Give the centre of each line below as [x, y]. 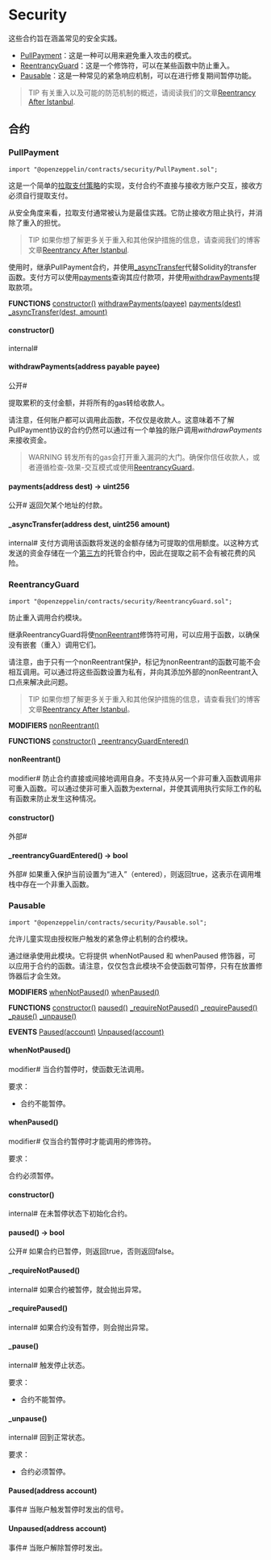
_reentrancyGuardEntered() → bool [68, 855]
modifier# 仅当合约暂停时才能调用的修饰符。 [82, 1141]
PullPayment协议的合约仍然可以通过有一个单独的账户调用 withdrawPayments [135, 430]
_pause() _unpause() [42, 1016]
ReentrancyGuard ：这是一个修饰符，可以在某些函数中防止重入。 [127, 65]
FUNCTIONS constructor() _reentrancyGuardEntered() [99, 740]
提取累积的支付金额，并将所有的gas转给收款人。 [89, 403]
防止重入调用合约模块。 [47, 617]
